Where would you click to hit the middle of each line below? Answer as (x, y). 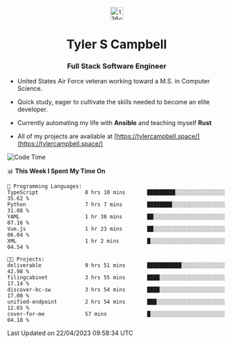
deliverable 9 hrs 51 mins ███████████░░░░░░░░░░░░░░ (116, 265)
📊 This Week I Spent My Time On (56, 171)
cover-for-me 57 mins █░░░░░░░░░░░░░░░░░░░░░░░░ (116, 314)
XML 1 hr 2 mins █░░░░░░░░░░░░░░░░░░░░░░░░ (116, 241)
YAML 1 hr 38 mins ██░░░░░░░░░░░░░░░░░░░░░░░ (116, 217)
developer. (32, 109)
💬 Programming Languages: (44, 187)
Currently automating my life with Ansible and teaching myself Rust (114, 123)
